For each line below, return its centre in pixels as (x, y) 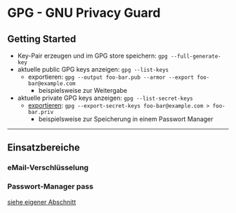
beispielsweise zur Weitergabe (83, 90)
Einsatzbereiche (44, 148)
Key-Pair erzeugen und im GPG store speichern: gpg (93, 56)
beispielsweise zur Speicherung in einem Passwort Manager (126, 119)
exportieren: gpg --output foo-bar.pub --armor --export (111, 77)
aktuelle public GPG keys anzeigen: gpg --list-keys (93, 69)
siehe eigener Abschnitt (41, 202)
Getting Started (42, 39)
